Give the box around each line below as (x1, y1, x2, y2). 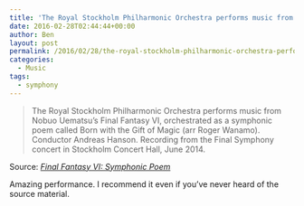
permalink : (9, 47, 51, 56)
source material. (9, 188, 71, 199)
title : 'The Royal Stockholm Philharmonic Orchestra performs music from (9, 13, 294, 23)
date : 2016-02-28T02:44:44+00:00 (9, 22, 136, 31)
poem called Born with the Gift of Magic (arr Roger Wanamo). (31, 124, 261, 136)
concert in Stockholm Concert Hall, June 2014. (31, 144, 206, 154)
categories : (9, 55, 54, 64)
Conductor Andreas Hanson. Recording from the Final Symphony (31, 134, 274, 145)
